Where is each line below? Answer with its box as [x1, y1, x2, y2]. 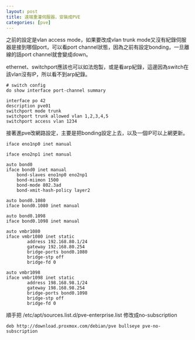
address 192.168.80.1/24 [27, 239, 88, 245]
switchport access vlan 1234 [6, 119, 77, 124]
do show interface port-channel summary [6, 87, 107, 94]
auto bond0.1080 [6, 198, 46, 204]
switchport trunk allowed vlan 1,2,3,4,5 [6, 113, 109, 119]
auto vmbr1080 [6, 228, 41, 235]
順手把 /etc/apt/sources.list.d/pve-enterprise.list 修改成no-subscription [6, 312, 177, 319]
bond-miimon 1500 [16, 177, 59, 183]
